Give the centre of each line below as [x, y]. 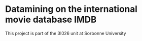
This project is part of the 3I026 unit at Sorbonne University [66, 33]
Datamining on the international [71, 9]
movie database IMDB [51, 20]
